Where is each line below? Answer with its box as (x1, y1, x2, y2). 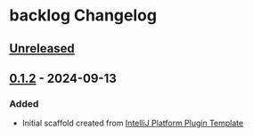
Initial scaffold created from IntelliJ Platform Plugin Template (21, 117, 244, 129)
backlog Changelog (9, 5, 158, 26)
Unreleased (9, 41, 76, 56)
